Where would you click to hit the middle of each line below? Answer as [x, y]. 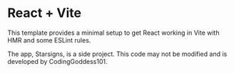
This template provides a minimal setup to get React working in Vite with [113, 33]
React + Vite [45, 13]
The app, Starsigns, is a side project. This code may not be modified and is [117, 54]
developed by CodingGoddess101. [57, 61]
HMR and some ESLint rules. [49, 40]
